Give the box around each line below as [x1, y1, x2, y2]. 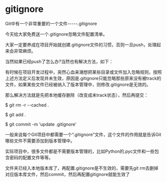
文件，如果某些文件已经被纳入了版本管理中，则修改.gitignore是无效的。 [5, 81, 151, 88]
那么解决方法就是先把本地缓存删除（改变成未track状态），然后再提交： [5, 92, 149, 98]
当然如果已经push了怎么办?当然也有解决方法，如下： [5, 58, 113, 64]
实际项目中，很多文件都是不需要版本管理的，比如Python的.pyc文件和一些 [5, 148, 155, 154]
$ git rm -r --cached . [5, 102, 49, 108]
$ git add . [5, 111, 26, 117]
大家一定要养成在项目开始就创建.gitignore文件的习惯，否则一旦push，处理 [5, 41, 157, 48]
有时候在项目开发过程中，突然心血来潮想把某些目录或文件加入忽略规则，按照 [5, 69, 162, 75]
